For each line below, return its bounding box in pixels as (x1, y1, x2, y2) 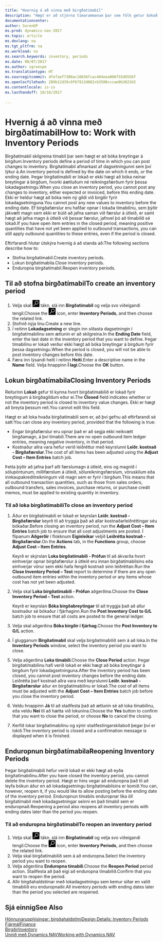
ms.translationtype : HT (5, 70, 54, 74)
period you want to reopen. (12, 858, 67, 864)
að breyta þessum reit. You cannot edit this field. (5, 405, 101, 410)
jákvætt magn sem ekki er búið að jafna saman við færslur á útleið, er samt (5, 210, 154, 216)
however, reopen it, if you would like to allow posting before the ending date (5, 788, 157, 794)
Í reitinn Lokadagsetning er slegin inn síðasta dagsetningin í (12, 326, 133, 332)
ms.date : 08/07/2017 (5, 59, 47, 64)
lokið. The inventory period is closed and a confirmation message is (12, 728, 147, 734)
